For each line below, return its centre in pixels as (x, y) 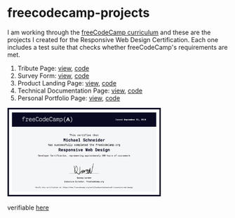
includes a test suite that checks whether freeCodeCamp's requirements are (117, 47)
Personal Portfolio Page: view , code (69, 98)
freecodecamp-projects (79, 13)
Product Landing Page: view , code (67, 83)
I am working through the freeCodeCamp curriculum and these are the (109, 32)
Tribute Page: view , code (53, 68)
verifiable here (28, 207)
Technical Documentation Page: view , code (80, 90)
